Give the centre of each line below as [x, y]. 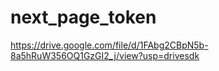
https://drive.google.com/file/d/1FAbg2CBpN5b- [109, 45]
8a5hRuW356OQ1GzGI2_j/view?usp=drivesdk [105, 55]
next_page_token [83, 17]
